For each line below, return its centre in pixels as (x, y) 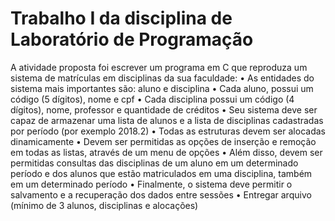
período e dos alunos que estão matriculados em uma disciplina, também (161, 173)
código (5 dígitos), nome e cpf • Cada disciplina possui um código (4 (152, 99)
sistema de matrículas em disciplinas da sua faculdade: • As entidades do (162, 78)
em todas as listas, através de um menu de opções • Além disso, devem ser (166, 152)
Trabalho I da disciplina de (121, 18)
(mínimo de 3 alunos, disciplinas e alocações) (104, 205)
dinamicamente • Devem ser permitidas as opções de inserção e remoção (163, 141)
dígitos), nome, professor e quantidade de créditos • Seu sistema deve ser (164, 109)
